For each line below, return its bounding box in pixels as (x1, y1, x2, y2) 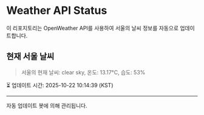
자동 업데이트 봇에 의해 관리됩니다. (6, 102, 87, 109)
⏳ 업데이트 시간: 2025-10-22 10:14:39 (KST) (6, 81, 114, 88)
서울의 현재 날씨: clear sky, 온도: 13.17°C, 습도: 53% (21, 68, 146, 76)
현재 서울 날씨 (6, 51, 55, 62)
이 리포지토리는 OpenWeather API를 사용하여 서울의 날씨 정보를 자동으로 (6, 24, 179, 31)
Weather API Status (6, 4, 107, 18)
